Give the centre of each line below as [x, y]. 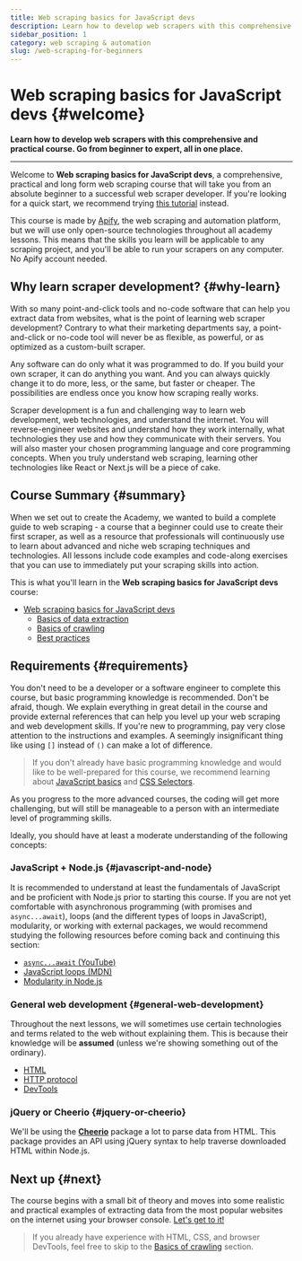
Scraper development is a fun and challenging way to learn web [128, 410]
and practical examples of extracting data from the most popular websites [147, 1210]
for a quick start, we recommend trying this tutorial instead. [120, 204]
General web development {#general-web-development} [137, 1004]
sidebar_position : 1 [49, 34]
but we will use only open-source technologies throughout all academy [141, 231]
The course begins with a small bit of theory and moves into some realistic [147, 1201]
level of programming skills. [61, 818]
